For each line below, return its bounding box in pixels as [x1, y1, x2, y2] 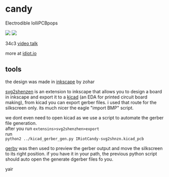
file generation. [5, 120, 37, 126]
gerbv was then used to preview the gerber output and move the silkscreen [5, 145, 163, 151]
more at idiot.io [5, 50, 37, 56]
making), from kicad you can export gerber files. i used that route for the [5, 99, 157, 105]
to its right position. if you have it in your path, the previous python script [5, 150, 157, 157]
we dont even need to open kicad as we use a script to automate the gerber [5, 114, 164, 120]
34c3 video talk [5, 40, 38, 46]
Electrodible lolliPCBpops [5, 20, 58, 26]
